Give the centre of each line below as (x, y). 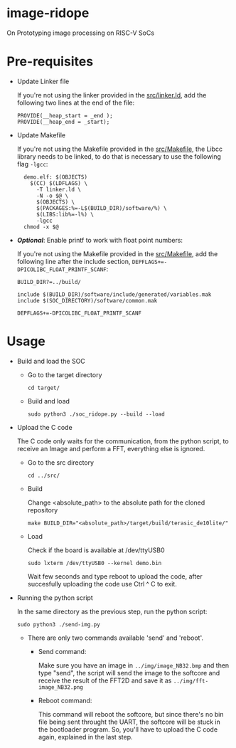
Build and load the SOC (51, 361)
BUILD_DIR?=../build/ (49, 282)
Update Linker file (43, 81)
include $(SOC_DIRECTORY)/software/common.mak (87, 300)
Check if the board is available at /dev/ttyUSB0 (96, 550)
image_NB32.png (60, 687)
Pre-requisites (50, 62)
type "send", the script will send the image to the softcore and (129, 673)
